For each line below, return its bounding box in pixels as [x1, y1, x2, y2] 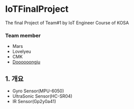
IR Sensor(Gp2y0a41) [12, 99, 56, 105]
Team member [5, 32, 41, 39]
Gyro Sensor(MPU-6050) [12, 88, 65, 94]
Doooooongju [12, 59, 41, 65]
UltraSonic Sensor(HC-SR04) [12, 93, 73, 99]
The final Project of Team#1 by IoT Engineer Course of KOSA [5, 20, 129, 26]
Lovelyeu [12, 48, 31, 55]
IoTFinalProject [5, 3, 68, 15]
